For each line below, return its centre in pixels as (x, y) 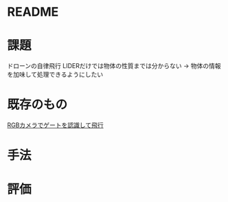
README (33, 12)
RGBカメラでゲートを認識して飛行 (56, 125)
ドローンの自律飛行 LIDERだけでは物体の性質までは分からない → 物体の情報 (114, 66)
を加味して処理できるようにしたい (55, 75)
